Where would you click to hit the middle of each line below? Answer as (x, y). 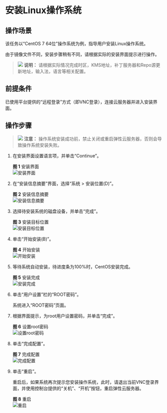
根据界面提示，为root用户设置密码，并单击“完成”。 (65, 316)
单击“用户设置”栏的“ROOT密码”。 (47, 294)
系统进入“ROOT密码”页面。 (40, 305)
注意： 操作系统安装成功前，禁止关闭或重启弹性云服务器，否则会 (91, 139)
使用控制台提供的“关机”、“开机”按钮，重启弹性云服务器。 (85, 388)
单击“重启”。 (26, 371)
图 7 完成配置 (26, 354)
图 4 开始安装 (26, 250)
